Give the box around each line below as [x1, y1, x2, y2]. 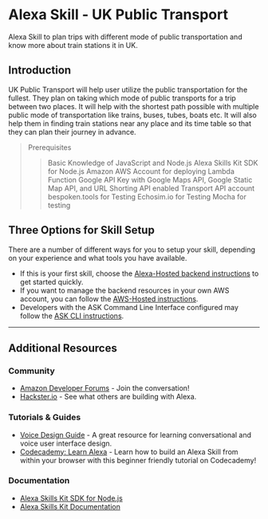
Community [8, 365, 55, 376]
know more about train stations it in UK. [8, 40, 138, 49]
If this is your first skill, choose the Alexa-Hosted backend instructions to [19, 269, 259, 278]
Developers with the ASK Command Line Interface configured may [19, 302, 239, 312]
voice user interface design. [19, 438, 112, 448]
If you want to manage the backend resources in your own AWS [19, 285, 230, 295]
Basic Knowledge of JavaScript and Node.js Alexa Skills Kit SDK [47, 158, 258, 167]
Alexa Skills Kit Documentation [19, 501, 121, 511]
